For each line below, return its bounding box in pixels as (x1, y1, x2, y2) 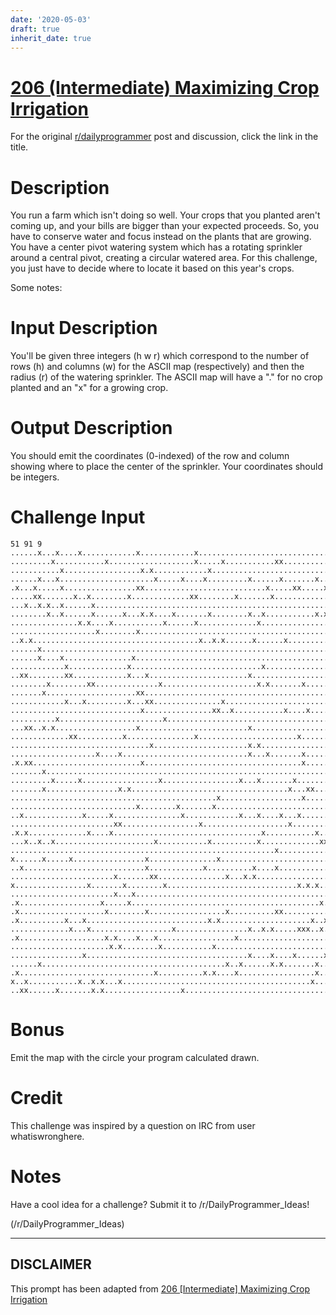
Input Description (10, 317, 158, 340)
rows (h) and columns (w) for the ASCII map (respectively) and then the (10, 361, 305, 373)
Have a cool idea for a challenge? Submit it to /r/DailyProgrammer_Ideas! (10, 1198, 310, 1210)
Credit (10, 1087, 63, 1110)
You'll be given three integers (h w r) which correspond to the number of (10, 350, 310, 362)
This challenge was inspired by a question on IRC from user (10, 1119, 256, 1131)
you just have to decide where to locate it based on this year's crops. (10, 262, 295, 275)
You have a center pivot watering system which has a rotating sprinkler (10, 241, 303, 253)
